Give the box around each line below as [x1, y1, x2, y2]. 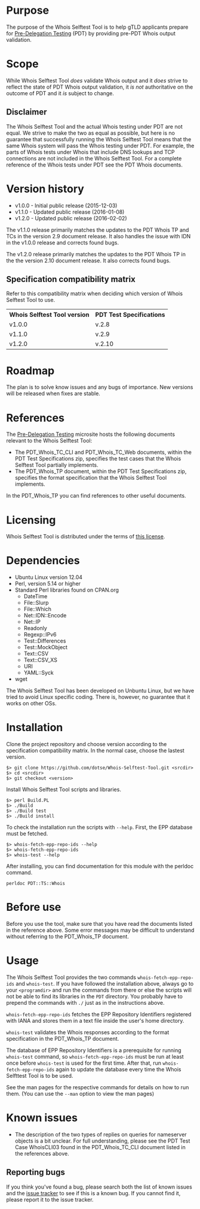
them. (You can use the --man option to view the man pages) [6, 1090, 155, 1097]
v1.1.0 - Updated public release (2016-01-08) [14, 208, 125, 216]
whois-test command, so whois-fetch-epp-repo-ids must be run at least [6, 1053, 184, 1060]
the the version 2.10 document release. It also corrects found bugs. [6, 257, 171, 264]
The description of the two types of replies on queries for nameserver [14, 1131, 187, 1138]
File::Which [23, 605, 52, 613]
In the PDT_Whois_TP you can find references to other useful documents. [6, 492, 186, 499]
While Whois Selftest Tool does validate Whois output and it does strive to [6, 77, 188, 84]
